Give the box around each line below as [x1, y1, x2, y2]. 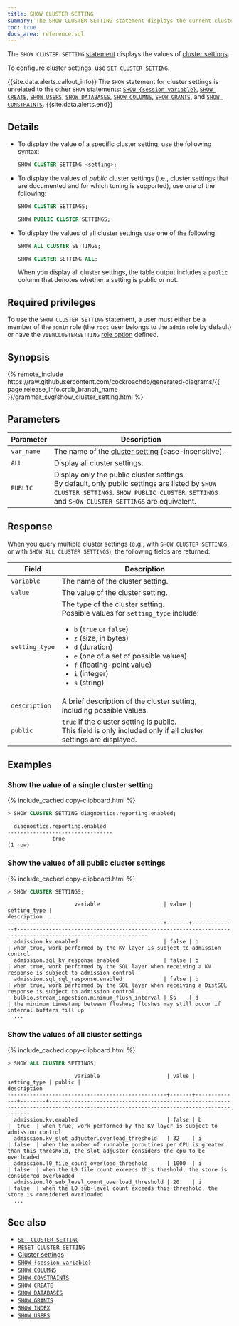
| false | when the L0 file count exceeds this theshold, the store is [7, 1166, 228, 1173]
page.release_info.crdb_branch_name [7, 385, 119, 394]
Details [7, 120, 39, 133]
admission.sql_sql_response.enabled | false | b [14, 975, 199, 983]
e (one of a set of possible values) [73, 651, 187, 661]
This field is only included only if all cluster [61, 725, 204, 735]
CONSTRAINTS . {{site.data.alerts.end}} [7, 100, 113, 109]
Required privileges [7, 296, 96, 309]
